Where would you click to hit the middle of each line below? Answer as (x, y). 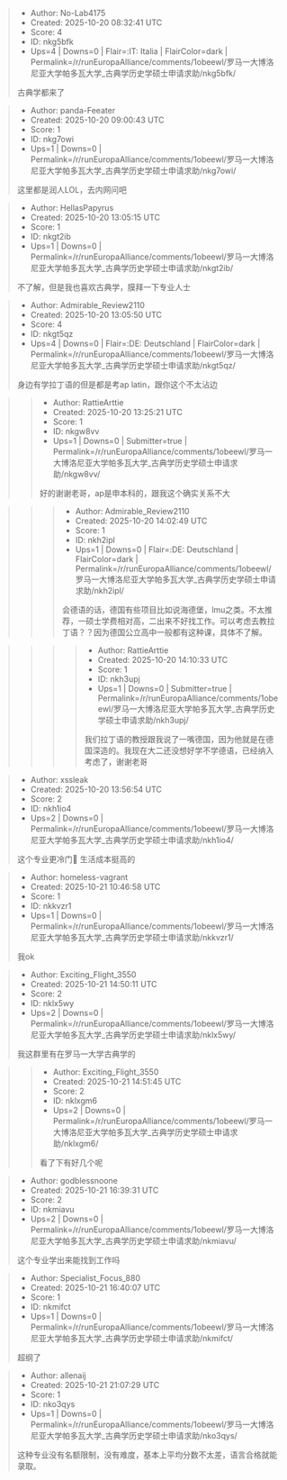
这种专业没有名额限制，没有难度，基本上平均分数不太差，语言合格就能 (147, 1455)
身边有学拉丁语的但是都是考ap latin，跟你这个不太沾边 (117, 385)
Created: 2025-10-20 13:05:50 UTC (96, 315)
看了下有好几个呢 (71, 1162)
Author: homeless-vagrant (79, 877)
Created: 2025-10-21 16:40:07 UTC (95, 1288)
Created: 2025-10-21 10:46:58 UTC (95, 887)
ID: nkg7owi (52, 139)
